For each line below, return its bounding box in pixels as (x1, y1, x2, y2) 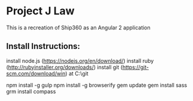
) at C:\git (65, 70, 88, 77)
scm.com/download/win (6, 70, 66, 77)
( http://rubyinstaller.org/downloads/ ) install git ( (6, 63, 123, 71)
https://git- (122, 63, 149, 71)
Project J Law (6, 4, 75, 18)
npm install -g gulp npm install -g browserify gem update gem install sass (6, 81, 187, 88)
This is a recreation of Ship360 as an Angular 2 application (6, 24, 151, 31)
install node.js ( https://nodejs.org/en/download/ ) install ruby (6, 57, 154, 64)
